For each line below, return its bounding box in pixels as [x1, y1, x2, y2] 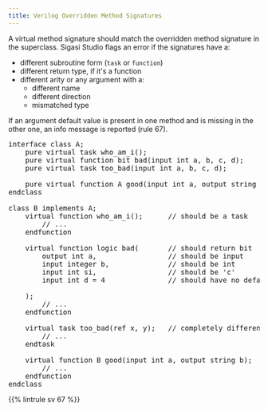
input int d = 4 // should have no [41, 275, 240, 285]
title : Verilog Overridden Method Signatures [8, 11, 162, 20]
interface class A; [8, 139, 85, 149]
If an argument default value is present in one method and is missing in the [8, 115, 254, 125]
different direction [31, 91, 91, 101]
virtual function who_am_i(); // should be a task [25, 211, 249, 221]
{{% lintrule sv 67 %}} [8, 394, 81, 404]
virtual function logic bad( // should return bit [25, 243, 253, 253]
